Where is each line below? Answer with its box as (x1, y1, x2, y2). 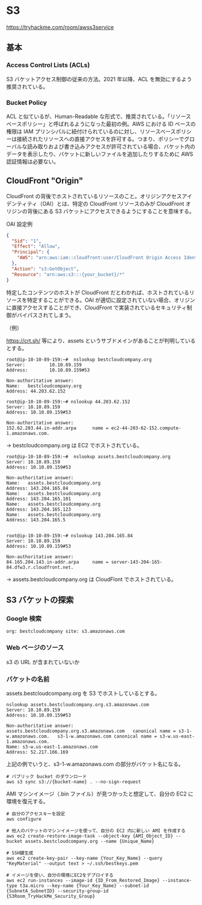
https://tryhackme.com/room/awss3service (6, 23, 114, 31)
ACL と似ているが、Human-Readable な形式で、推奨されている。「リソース (6, 113, 191, 120)
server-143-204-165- (111, 559, 163, 565)
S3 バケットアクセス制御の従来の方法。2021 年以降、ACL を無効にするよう (6, 75, 192, 82)
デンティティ (6, 200, 38, 207)
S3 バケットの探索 (6, 595, 74, 605)
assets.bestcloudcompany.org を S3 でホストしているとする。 (6, 689, 161, 697)
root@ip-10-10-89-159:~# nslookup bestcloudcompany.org (6, 356, 152, 362)
